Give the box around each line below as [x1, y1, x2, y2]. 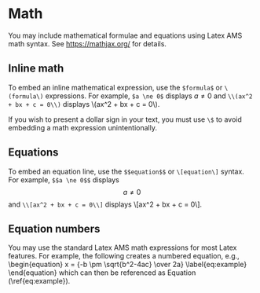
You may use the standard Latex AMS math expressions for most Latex [8, 243, 237, 252]
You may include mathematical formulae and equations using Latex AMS [8, 31, 243, 40]
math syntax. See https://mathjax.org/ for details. [8, 38, 167, 48]
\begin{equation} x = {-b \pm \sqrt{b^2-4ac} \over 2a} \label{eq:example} [8, 260, 247, 269]
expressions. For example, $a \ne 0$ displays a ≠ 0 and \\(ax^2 [45, 91, 253, 101]
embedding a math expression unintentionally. [8, 123, 157, 132]
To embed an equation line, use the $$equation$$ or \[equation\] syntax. [8, 167, 245, 176]
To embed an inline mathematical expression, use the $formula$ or [8, 82, 223, 92]
